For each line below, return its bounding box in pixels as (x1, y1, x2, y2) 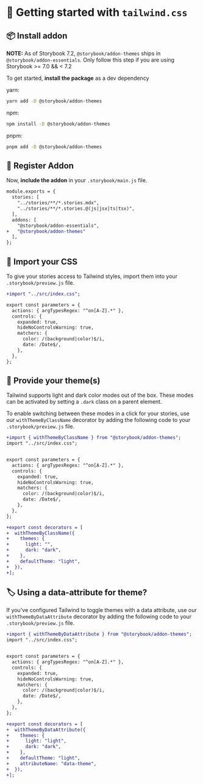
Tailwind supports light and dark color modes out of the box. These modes (6, 391, 194, 399)
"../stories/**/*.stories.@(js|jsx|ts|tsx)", (17, 205, 135, 212)
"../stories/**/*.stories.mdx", (17, 200, 99, 206)
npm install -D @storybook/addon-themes (6, 121, 111, 127)
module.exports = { (6, 188, 56, 194)
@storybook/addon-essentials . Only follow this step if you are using (6, 56, 175, 63)
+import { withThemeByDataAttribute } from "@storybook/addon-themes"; (6, 631, 192, 638)
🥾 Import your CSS (6, 256, 78, 267)
